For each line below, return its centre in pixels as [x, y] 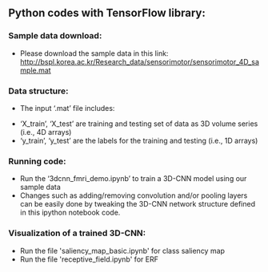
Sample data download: [55, 36]
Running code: [37, 161]
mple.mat [35, 70]
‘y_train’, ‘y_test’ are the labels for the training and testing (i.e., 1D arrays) [139, 140]
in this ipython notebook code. [70, 213]
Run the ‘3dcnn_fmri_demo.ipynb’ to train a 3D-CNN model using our [133, 179]
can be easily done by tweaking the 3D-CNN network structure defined [138, 204]
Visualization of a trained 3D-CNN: [77, 233]
